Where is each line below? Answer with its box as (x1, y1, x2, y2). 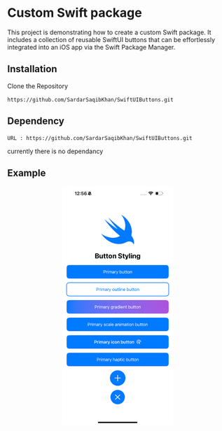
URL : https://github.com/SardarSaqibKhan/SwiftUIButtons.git (7, 134, 193, 141)
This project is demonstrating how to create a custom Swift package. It (7, 28, 211, 36)
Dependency (7, 115, 64, 127)
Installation (7, 63, 57, 75)
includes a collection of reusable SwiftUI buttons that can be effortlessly (7, 35, 216, 43)
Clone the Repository (7, 82, 69, 90)
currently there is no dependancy (7, 147, 104, 155)
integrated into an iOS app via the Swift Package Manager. (7, 43, 176, 51)
